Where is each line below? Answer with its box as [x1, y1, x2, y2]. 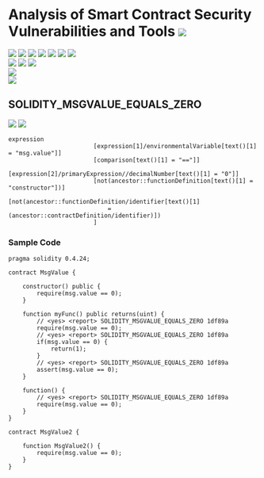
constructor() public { [22, 283, 101, 291]
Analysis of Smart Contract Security [8, 6, 252, 24]
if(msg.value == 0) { [36, 338, 109, 346]
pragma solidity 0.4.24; [8, 255, 90, 263]
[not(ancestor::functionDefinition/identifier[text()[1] [8, 197, 201, 205]
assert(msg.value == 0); [36, 366, 119, 374]
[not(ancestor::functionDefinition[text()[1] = [93, 177, 254, 185]
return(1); [50, 345, 87, 354]
